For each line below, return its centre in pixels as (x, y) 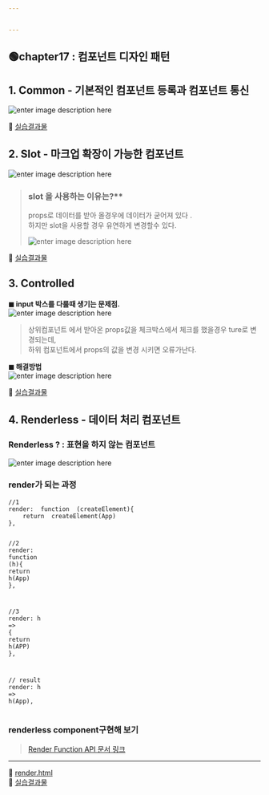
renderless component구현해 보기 (73, 730)
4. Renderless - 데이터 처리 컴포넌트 (94, 420)
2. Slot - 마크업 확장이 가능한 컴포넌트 (96, 154)
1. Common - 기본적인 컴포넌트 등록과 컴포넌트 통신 (129, 90)
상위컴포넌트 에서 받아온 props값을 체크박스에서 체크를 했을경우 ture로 (138, 329)
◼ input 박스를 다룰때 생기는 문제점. (64, 304)
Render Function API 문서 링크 (76, 749)
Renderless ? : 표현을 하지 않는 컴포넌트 (82, 444)
